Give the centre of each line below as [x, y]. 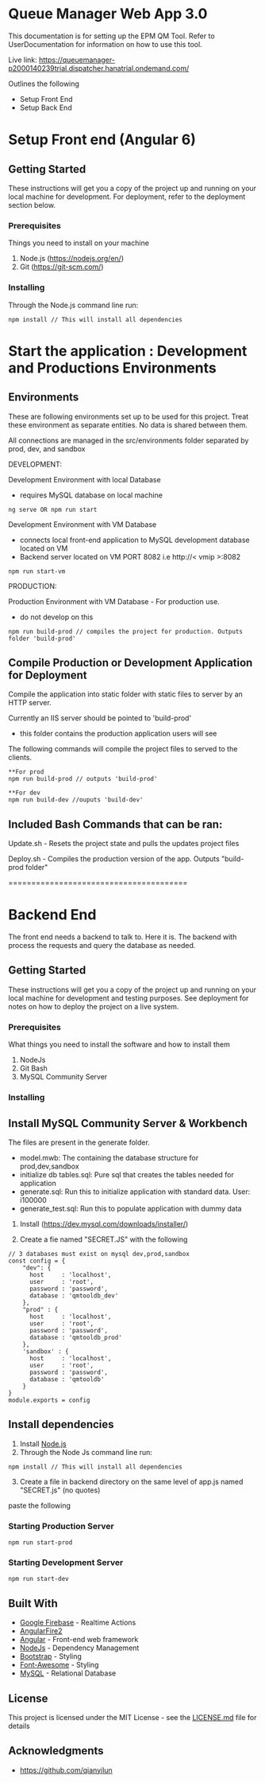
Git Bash [33, 1068]
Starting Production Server [61, 1526]
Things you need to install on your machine [79, 243]
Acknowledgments [56, 1751]
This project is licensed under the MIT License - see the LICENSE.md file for [132, 1717]
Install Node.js [43, 1444]
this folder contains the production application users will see [118, 734]
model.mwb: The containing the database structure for [109, 1157]
